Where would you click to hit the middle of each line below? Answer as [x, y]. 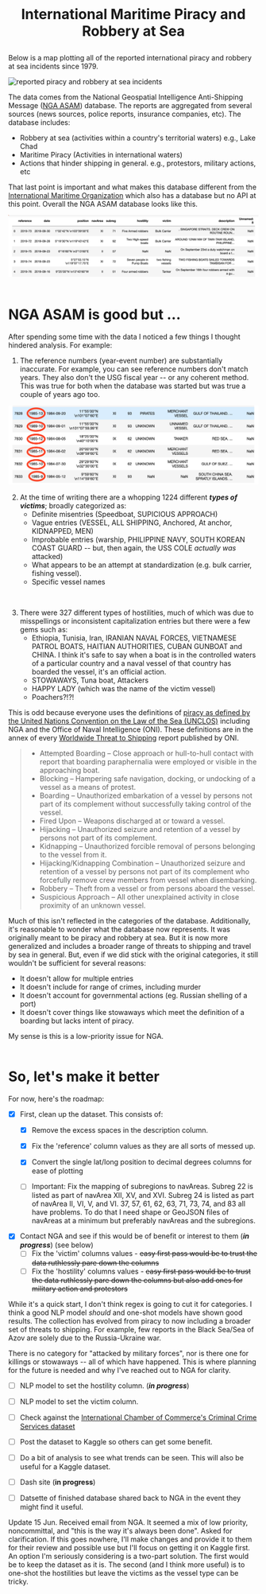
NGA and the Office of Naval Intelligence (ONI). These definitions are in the [131, 729]
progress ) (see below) [56, 1245]
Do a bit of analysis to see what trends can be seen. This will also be [132, 1457]
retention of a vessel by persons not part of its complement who [145, 872]
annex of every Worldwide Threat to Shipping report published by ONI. [124, 738]
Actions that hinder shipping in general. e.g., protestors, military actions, [138, 163]
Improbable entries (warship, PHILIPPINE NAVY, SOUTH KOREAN [138, 540]
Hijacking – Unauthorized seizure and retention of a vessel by [140, 830]
